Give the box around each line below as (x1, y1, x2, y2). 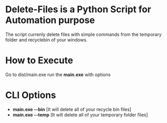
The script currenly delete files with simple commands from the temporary (5, 31, 162, 37)
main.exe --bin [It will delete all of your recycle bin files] (12, 106, 132, 112)
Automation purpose (5, 14, 96, 26)
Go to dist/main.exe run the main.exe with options (5, 71, 111, 78)
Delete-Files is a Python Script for (5, 4, 152, 15)
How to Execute (5, 55, 73, 66)
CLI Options (5, 89, 56, 101)
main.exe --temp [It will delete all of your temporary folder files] (12, 111, 148, 118)
